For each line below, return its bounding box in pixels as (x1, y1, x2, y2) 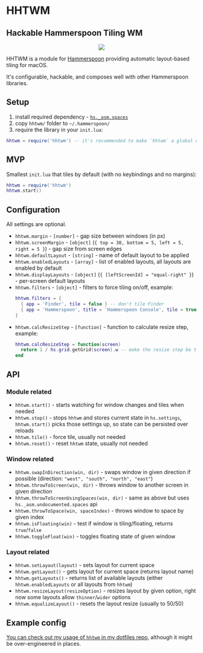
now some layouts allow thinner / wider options (14, 594, 131, 601)
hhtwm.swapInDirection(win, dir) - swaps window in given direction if (14, 469, 191, 476)
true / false (14, 527, 42, 534)
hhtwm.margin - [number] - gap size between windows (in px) (14, 232, 166, 239)
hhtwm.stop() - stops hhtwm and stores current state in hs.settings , (14, 414, 182, 421)
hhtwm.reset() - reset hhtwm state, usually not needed (14, 440, 148, 447)
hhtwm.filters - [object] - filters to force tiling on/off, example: (14, 284, 173, 291)
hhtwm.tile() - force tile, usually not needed (14, 433, 126, 440)
